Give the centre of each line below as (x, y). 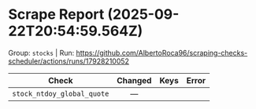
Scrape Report (56, 15)
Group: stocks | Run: (41, 53)
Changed (134, 80)
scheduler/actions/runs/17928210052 (69, 61)
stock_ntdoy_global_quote (61, 93)
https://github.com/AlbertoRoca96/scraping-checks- (162, 53)
